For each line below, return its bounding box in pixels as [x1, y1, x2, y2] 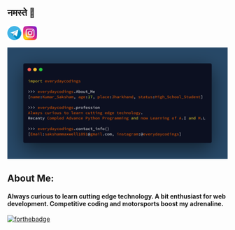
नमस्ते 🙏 [7, 7, 36, 19]
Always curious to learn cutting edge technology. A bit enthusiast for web [7, 192, 226, 200]
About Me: [7, 173, 55, 185]
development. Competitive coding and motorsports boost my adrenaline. [7, 199, 224, 208]
